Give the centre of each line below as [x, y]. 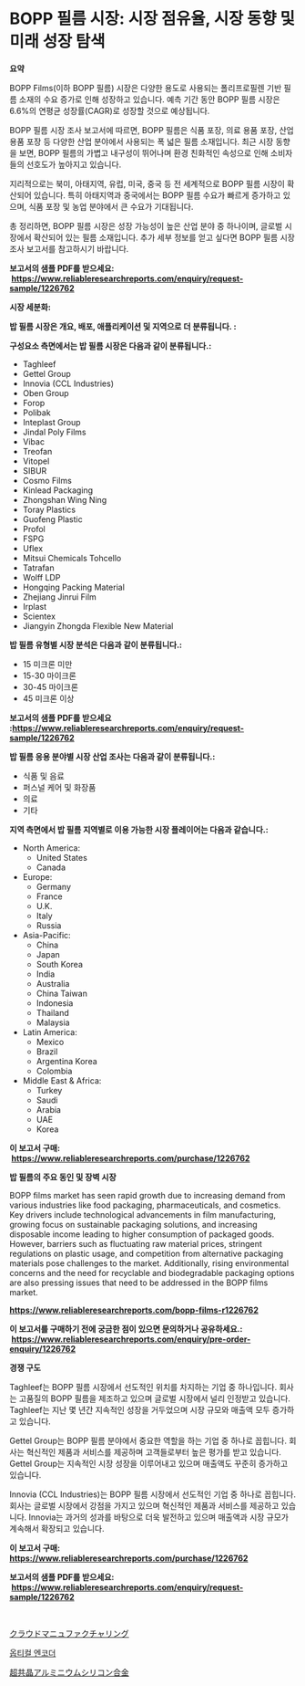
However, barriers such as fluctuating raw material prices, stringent [136, 1243]
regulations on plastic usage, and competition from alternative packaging [147, 1253]
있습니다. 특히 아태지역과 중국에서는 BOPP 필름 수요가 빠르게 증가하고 [157, 195]
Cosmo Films [47, 480]
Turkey [49, 1090]
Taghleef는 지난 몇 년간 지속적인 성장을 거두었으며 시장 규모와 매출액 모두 [140, 1409]
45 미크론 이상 [48, 698]
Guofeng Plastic [53, 519]
